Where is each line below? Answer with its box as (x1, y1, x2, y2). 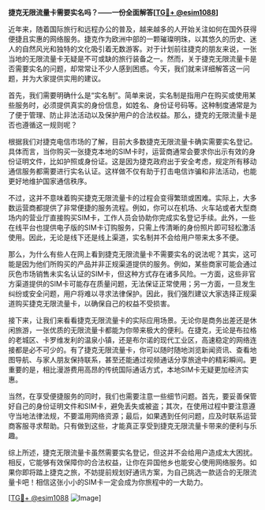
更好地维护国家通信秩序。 (8, 177, 91, 186)
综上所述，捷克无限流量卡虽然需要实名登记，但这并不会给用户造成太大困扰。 (8, 448, 257, 457)
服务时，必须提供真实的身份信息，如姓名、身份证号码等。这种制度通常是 (14, 100, 250, 110)
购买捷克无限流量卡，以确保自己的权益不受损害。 (14, 299, 174, 308)
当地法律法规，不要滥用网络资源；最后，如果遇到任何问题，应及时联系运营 (14, 411, 257, 421)
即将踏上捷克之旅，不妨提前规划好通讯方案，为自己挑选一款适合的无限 (21, 467, 250, 477)
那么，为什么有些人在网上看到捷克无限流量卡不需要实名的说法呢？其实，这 (8, 249, 250, 259)
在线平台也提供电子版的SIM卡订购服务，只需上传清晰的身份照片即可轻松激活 (8, 223, 256, 232)
